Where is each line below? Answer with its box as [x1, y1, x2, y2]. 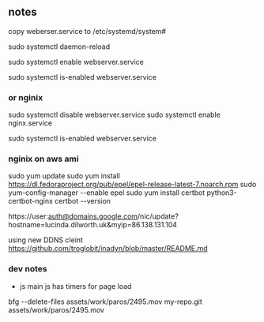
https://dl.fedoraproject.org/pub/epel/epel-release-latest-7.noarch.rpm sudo [8, 180, 257, 189]
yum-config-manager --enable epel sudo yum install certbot [8, 188, 206, 197]
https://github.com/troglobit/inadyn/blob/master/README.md [8, 244, 208, 253]
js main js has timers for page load [19, 281, 132, 290]
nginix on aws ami [8, 153, 79, 164]
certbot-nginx [8, 197, 54, 206]
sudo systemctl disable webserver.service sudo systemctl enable [8, 110, 221, 120]
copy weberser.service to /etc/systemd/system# [8, 26, 167, 36]
